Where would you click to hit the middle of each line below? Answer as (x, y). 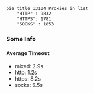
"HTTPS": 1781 (34, 19)
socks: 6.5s (29, 85)
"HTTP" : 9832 (34, 14)
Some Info (21, 39)
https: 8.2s (28, 79)
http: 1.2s (26, 73)
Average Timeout (28, 53)
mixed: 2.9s (29, 66)
